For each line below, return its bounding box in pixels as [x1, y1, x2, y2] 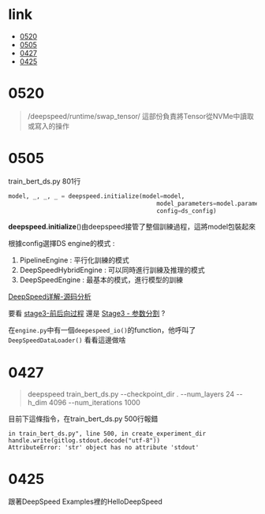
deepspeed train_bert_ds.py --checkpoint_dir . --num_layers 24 [27, 389, 235, 399]
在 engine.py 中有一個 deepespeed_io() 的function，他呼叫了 [8, 326, 196, 335]
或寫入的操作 [27, 121, 69, 131]
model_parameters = [156, 199, 217, 207]
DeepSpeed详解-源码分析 [8, 292, 91, 301]
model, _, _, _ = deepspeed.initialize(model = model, [8, 192, 185, 200]
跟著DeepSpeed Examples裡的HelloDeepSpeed [8, 497, 163, 506]
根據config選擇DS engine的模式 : [8, 239, 115, 248]
